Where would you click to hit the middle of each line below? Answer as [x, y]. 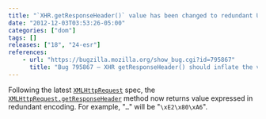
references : [28, 52]
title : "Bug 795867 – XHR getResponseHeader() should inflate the [141, 67]
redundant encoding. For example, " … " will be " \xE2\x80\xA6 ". [108, 106]
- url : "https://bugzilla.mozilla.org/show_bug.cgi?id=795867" [129, 60]
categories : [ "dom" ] [42, 30]
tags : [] [23, 38]
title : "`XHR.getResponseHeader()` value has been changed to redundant [131, 15]
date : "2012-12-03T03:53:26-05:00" [67, 23]
